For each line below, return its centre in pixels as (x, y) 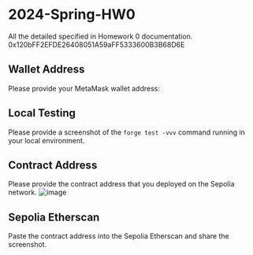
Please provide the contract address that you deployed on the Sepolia (121, 184)
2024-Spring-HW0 (72, 15)
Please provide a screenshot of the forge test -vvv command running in (127, 132)
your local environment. (47, 140)
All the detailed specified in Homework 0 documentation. (100, 36)
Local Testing (42, 113)
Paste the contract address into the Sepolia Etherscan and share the (119, 236)
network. (23, 192)
